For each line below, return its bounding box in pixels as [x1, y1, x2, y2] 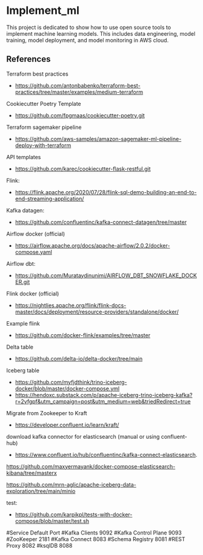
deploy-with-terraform [15, 142, 72, 149]
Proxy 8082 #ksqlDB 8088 [6, 542, 73, 549]
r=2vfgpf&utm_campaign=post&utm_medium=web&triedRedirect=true [15, 398, 191, 405]
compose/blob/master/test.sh [15, 517, 90, 524]
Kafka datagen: [6, 206, 44, 214]
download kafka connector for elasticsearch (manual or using [6, 433, 160, 440]
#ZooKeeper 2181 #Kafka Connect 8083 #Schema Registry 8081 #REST [6, 535, 186, 542]
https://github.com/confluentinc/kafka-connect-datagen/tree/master [15, 218, 187, 226]
